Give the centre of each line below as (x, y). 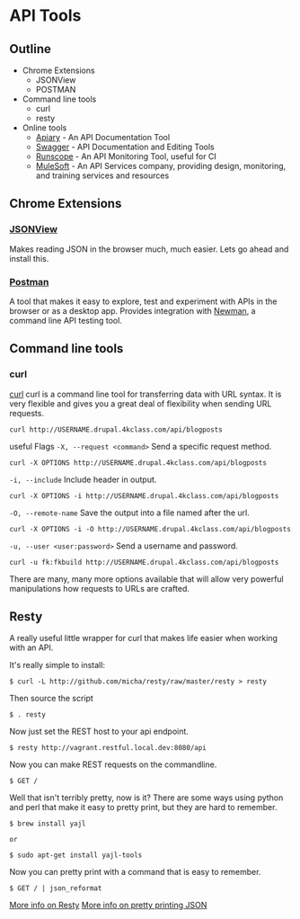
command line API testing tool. (66, 320)
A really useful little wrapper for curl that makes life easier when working (144, 638)
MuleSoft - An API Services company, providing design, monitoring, (161, 166)
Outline (30, 49)
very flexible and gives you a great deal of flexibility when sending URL (141, 403)
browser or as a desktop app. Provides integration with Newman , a (132, 310)
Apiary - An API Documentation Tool (103, 137)
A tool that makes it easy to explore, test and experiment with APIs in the (143, 301)
